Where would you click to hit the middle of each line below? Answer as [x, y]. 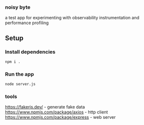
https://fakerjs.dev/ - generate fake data [45, 107]
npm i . [13, 62]
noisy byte [18, 7]
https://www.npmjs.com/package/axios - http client [56, 112]
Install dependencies [30, 52]
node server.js [20, 84]
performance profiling [27, 23]
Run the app [19, 74]
